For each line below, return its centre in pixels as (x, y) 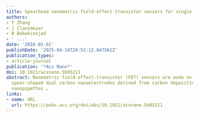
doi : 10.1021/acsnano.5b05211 (44, 72)
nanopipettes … (30, 89)
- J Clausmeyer (25, 28)
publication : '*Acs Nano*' (39, 66)
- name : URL (21, 99)
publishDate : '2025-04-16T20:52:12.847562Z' (62, 50)
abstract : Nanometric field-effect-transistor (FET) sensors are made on (99, 77)
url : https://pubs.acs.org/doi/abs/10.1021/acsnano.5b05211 (87, 105)
